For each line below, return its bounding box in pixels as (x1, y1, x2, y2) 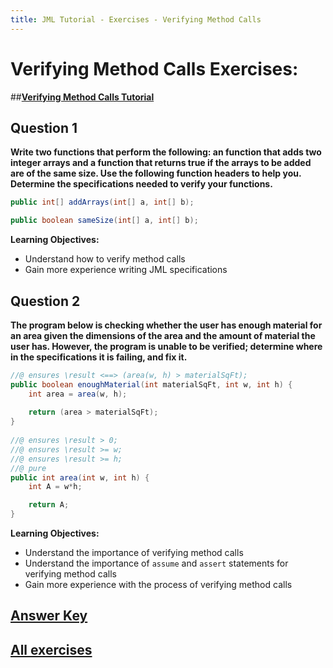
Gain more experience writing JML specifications (24, 264, 228, 276)
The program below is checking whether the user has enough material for (10, 319, 323, 331)
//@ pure (10, 463, 47, 473)
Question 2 (10, 292, 81, 310)
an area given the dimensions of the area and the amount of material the (10, 329, 316, 341)
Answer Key (10, 607, 88, 625)
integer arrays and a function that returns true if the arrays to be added (10, 157, 312, 169)
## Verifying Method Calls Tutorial (10, 91, 155, 103)
